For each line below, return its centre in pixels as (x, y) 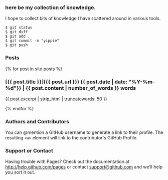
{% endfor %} (20, 108)
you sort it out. (20, 172)
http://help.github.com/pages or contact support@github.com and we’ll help (84, 167)
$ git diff (17, 32)
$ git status (19, 28)
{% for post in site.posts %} (34, 69)
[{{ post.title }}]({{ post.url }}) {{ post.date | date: (66, 82)
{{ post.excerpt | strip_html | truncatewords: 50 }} (56, 99)
